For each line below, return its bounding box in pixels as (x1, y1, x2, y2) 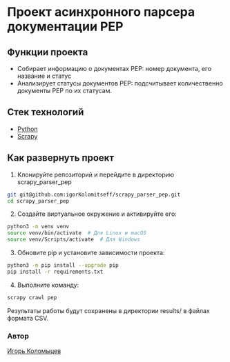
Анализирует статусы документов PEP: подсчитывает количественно (17, 79, 223, 87)
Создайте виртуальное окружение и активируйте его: (17, 210, 178, 218)
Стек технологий (7, 106, 84, 118)
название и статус (17, 72, 72, 80)
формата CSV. (7, 314, 49, 322)
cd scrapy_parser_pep (7, 197, 70, 204)
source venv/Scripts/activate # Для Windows (7, 236, 140, 243)
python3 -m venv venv (7, 223, 70, 230)
